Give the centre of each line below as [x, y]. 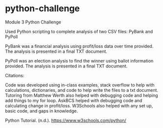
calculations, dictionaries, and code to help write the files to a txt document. [81, 90]
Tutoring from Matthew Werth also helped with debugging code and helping [81, 95]
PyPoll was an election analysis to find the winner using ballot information [79, 61]
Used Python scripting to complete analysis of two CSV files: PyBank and [79, 31]
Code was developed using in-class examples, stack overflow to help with [80, 85]
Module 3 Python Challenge [33, 22]
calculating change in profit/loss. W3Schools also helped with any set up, [79, 106]
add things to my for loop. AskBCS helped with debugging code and [74, 100]
